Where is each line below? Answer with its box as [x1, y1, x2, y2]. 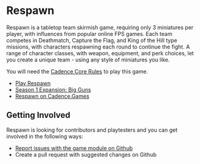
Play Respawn [15, 80, 51, 87]
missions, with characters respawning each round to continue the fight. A [6, 43, 190, 50]
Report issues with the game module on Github [15, 144, 133, 152]
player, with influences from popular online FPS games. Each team [6, 30, 173, 37]
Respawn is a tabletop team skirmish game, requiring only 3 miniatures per [6, 24, 194, 31]
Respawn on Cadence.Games [15, 92, 89, 100]
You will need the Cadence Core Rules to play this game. [6, 67, 148, 75]
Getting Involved [6, 110, 71, 120]
